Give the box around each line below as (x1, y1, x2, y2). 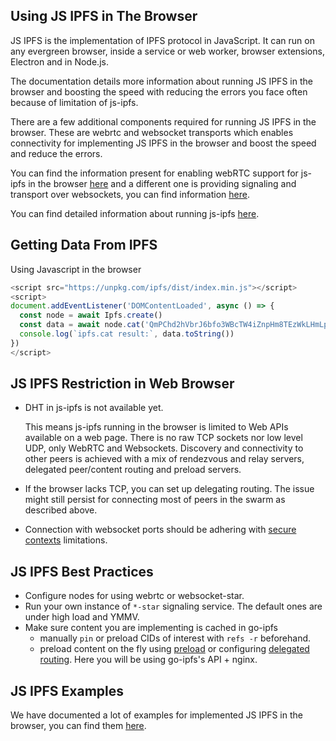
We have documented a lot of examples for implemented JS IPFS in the (10, 709, 303, 721)
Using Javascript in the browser (10, 263, 142, 275)
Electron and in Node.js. (10, 55, 109, 68)
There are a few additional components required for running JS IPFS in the (10, 115, 317, 128)
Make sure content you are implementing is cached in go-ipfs (24, 622, 278, 634)
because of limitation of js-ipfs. (10, 96, 139, 108)
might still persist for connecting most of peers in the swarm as (24, 494, 286, 506)
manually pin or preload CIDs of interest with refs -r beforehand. (39, 632, 312, 644)
